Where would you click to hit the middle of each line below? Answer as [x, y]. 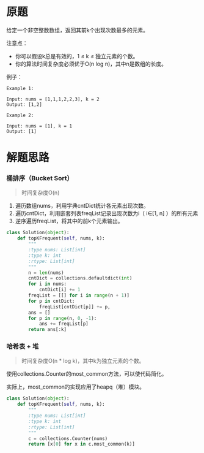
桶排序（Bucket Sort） [40, 178]
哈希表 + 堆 [23, 346]
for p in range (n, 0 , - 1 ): [63, 318]
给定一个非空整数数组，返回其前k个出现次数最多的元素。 [77, 30]
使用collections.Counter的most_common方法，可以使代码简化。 [87, 374]
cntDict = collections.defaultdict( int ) [80, 278]
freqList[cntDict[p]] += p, [75, 306]
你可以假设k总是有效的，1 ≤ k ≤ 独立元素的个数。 [77, 56]
